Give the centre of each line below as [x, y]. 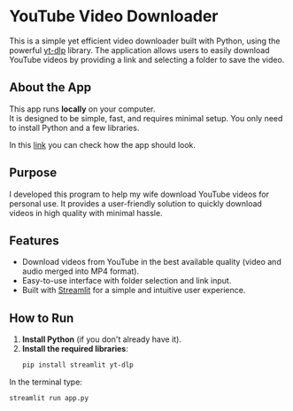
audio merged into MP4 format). [81, 271]
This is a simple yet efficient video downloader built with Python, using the [145, 41]
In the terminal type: [46, 382]
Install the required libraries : [75, 349]
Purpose [33, 173]
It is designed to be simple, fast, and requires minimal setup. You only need [146, 118]
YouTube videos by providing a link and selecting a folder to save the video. [147, 59]
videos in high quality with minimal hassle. [86, 213]
